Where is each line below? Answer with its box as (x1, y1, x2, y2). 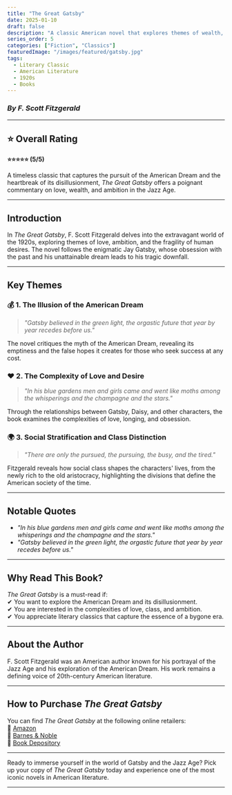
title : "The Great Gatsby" (7, 10, 85, 17)
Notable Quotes (7, 505, 77, 517)
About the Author (7, 639, 84, 651)
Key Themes (7, 279, 63, 291)
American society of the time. (7, 479, 91, 487)
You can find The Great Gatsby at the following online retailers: (7, 716, 186, 725)
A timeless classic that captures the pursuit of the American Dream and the (7, 171, 221, 179)
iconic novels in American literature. (7, 773, 109, 781)
